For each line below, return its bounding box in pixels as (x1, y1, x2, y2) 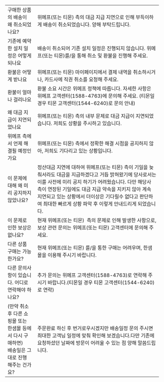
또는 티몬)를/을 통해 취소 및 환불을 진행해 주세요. (43, 52, 148, 59)
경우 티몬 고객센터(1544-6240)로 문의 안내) (37, 100, 136, 106)
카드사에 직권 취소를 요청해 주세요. (44, 76, 119, 82)
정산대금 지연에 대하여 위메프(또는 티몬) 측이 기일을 (37, 164, 148, 170)
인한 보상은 (7, 224, 32, 231)
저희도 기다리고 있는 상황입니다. (44, 147, 113, 154)
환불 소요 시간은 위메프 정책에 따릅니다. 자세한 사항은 (37, 85, 151, 92)
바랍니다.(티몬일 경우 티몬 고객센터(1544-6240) (47, 279, 155, 286)
